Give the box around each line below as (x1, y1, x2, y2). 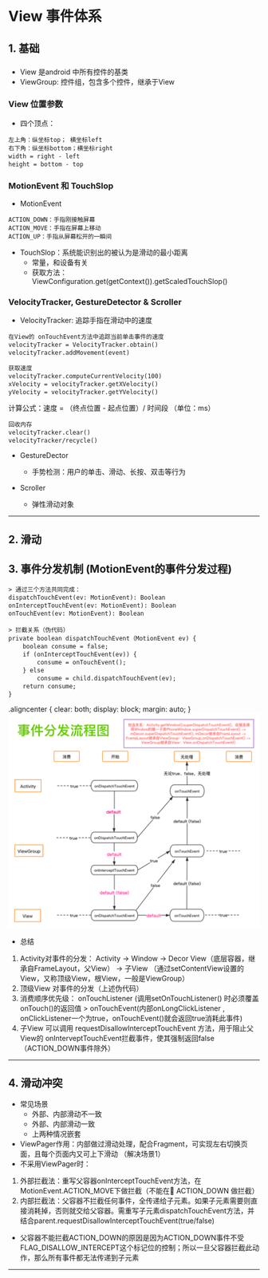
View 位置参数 (8, 99, 64, 110)
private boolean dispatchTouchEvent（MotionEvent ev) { (8, 634, 197, 642)
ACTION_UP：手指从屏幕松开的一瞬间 (8, 233, 112, 241)
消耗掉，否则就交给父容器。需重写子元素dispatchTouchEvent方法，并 (26, 1205, 255, 1215)
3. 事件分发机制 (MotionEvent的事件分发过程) (8, 562, 233, 576)
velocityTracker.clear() (8, 428, 91, 437)
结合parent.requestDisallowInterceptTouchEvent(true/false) (19, 1216, 215, 1225)
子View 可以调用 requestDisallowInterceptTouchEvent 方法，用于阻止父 (19, 1023, 254, 1033)
